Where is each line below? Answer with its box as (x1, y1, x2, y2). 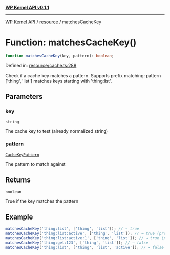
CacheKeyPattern (5, 152, 39, 157)
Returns (5, 176, 31, 185)
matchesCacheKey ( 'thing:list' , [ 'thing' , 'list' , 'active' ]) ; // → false (5, 245, 164, 250)
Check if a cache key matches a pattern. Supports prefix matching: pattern (5, 72, 161, 78)
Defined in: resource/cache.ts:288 (5, 62, 77, 68)
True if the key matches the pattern (5, 198, 79, 204)
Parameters (5, 92, 43, 101)
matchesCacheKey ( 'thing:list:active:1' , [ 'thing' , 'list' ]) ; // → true (5, 236, 159, 241)
